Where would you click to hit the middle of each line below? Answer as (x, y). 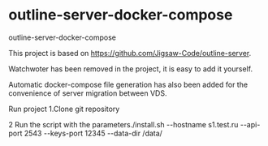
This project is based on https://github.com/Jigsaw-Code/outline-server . (130, 53)
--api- (250, 124)
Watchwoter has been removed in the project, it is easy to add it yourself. (131, 69)
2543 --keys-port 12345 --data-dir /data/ (93, 133)
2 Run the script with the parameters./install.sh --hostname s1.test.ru (123, 124)
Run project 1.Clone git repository (64, 109)
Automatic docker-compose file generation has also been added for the (128, 84)
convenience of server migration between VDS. (88, 93)
